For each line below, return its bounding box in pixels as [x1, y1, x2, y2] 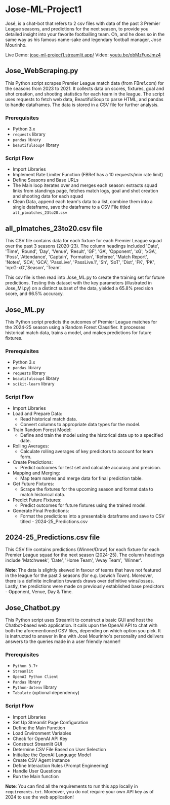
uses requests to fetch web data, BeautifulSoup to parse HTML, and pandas [5, 96, 163, 102]
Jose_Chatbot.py [5, 603, 61, 612]
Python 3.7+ [12, 664, 38, 669]
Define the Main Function [12, 725, 66, 731]
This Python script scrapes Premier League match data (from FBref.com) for [5, 80, 164, 86]
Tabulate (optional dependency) [12, 690, 80, 696]
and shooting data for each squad [12, 193, 83, 199]
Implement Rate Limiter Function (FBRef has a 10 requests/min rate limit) [12, 172, 163, 178]
